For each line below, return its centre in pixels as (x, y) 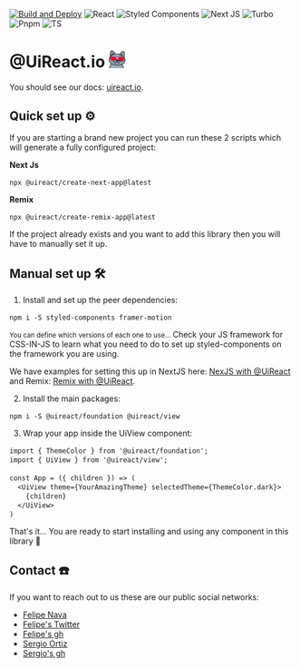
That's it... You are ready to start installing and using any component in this (149, 532)
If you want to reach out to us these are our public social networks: (135, 597)
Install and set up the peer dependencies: (100, 300)
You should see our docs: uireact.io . (77, 87)
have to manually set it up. (58, 244)
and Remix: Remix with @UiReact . (73, 381)
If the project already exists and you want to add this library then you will (145, 234)
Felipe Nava (44, 614)
